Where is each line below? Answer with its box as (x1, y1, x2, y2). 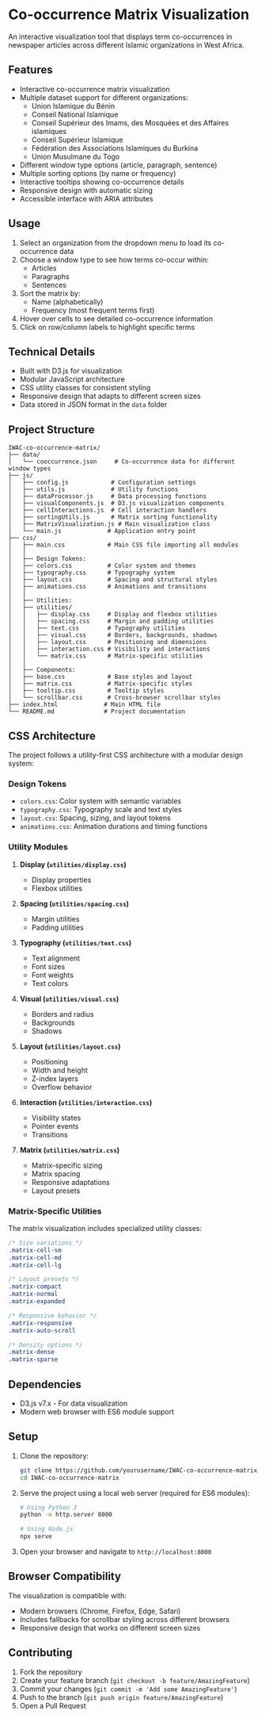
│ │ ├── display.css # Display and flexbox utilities (8, 611, 218, 619)
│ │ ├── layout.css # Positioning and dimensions (8, 638, 207, 646)
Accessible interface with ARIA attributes (19, 194, 153, 203)
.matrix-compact (8, 1283, 62, 1290)
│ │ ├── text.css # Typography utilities (8, 624, 186, 632)
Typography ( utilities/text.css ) (19, 938, 132, 947)
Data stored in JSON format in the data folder (19, 400, 168, 409)
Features (8, 63, 53, 77)
